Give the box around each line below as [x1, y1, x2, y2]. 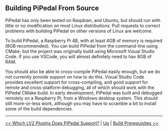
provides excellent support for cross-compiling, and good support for [5, 79, 148, 85]
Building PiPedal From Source [5, 4, 99, 12]
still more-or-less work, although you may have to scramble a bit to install [5, 100, 156, 106]
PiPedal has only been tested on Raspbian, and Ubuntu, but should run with [5, 17, 161, 23]
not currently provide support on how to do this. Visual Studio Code [5, 73, 144, 79]
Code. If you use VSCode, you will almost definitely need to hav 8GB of [5, 53, 151, 59]
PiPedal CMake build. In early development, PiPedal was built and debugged [5, 89, 162, 95]
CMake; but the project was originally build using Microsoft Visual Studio [5, 48, 155, 54]
